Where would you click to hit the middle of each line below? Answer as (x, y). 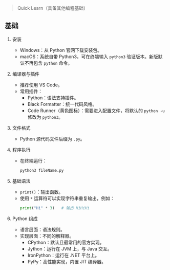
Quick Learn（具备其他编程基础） (52, 8)
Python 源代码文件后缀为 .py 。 (52, 139)
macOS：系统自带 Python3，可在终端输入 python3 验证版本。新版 (89, 57)
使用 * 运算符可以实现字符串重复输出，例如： (67, 198)
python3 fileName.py (42, 170)
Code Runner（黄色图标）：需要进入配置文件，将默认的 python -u (96, 111)
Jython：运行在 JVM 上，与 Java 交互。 (70, 248)
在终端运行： (33, 160)
